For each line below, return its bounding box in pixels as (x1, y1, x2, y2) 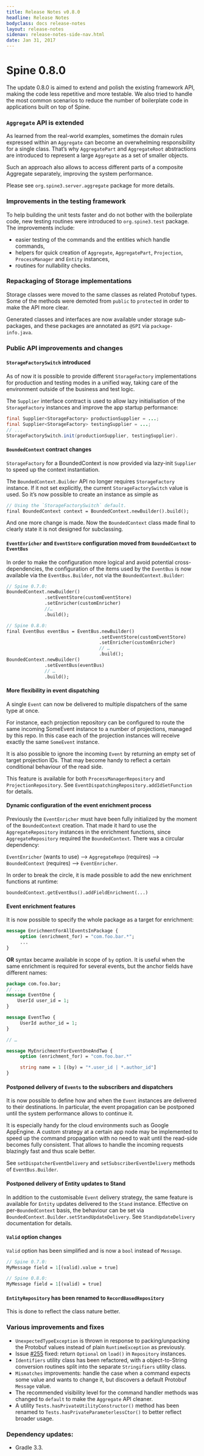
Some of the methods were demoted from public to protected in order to (6, 297, 189, 305)
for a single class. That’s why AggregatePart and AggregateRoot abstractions (6, 145, 197, 153)
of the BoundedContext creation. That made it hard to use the (6, 822, 157, 829)
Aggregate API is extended (6, 118, 84, 127)
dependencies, (6, 565, 44, 572)
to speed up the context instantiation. (6, 466, 100, 473)
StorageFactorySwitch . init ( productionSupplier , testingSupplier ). (6, 433, 178, 439)
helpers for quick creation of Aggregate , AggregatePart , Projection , (15, 248, 183, 256)
